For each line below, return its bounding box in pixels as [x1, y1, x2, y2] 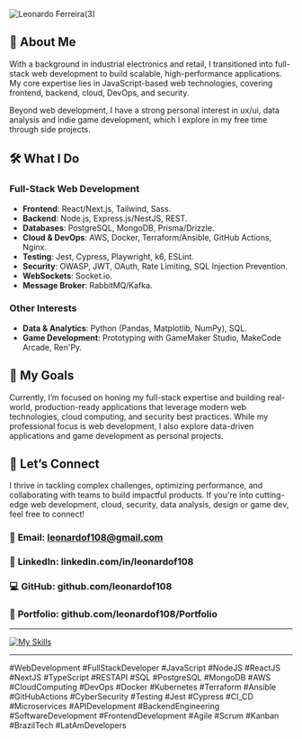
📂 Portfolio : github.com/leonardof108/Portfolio [9, 608, 218, 621]
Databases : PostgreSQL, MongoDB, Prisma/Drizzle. [22, 222, 215, 233]
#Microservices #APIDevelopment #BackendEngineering [9, 701, 220, 712]
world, [9, 401, 33, 412]
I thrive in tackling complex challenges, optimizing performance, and [9, 480, 263, 491]
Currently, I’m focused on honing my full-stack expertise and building [9, 392, 266, 403]
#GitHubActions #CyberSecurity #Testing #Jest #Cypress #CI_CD [9, 691, 254, 702]
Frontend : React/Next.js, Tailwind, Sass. [22, 203, 172, 214]
